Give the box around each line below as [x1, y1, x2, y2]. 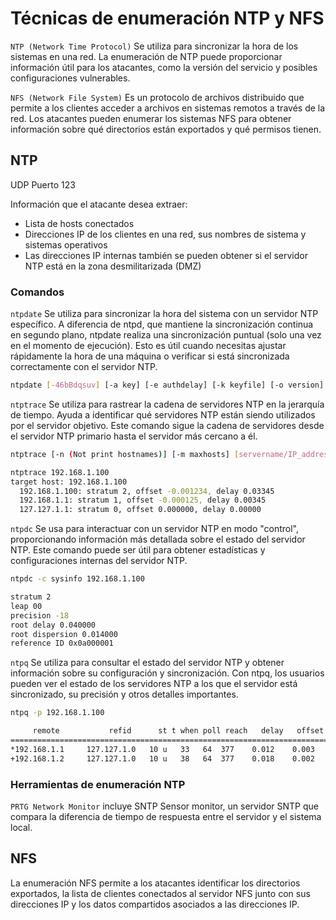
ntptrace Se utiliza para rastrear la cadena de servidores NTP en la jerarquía [10, 398, 325, 410]
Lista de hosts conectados [24, 217, 135, 229]
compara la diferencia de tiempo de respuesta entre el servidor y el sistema [10, 810, 322, 822]
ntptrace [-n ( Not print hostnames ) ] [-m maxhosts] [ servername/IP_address [10, 449, 333, 459]
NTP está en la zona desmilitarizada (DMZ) [24, 260, 202, 272]
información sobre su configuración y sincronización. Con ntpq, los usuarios [10, 667, 325, 679]
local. [10, 821, 33, 833]
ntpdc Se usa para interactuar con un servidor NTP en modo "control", [10, 523, 299, 535]
